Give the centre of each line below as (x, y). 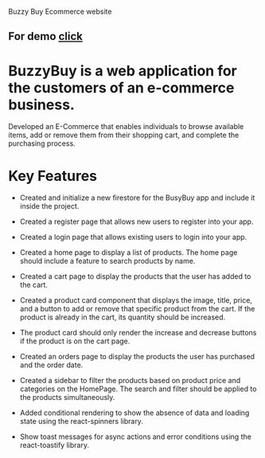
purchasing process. (42, 143)
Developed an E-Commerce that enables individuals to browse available (126, 127)
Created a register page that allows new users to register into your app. (136, 221)
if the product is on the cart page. (75, 341)
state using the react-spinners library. (81, 421)
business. (42, 105)
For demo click (46, 36)
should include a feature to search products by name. (107, 261)
